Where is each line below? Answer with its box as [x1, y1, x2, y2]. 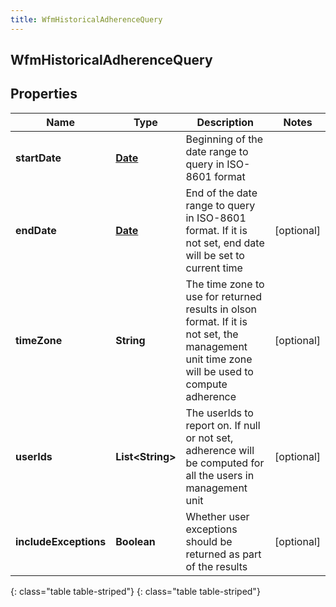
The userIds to [185, 406, 254, 420]
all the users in [185, 468, 255, 482]
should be [185, 534, 233, 548]
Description [196, 115, 254, 129]
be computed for [185, 456, 265, 470]
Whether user [185, 509, 250, 523]
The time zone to [185, 277, 265, 291]
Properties [10, 86, 78, 103]
